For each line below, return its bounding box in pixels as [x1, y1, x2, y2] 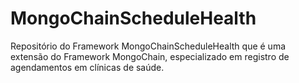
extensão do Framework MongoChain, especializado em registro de [10, 50, 290, 62]
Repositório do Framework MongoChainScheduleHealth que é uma [10, 40, 287, 52]
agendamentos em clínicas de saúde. [10, 61, 165, 73]
